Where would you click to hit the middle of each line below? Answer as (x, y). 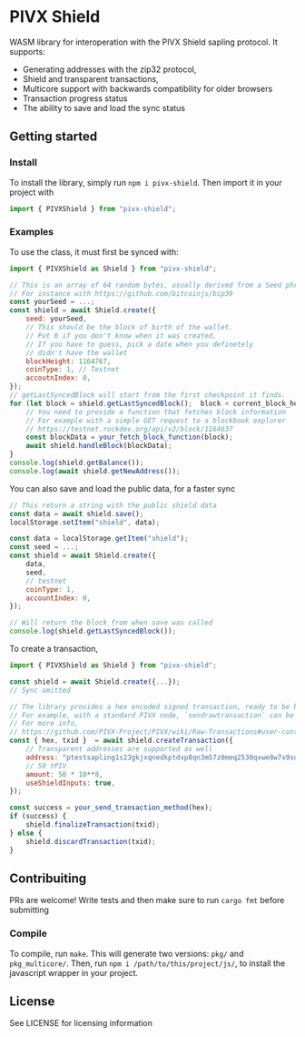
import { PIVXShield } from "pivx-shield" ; (93, 208)
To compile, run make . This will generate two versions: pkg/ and (127, 953)
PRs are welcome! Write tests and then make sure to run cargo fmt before (147, 900)
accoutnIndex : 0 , (59, 378)
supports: (27, 51)
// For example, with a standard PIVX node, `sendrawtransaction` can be (152, 715)
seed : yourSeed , (57, 319)
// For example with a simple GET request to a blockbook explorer (156, 421)
